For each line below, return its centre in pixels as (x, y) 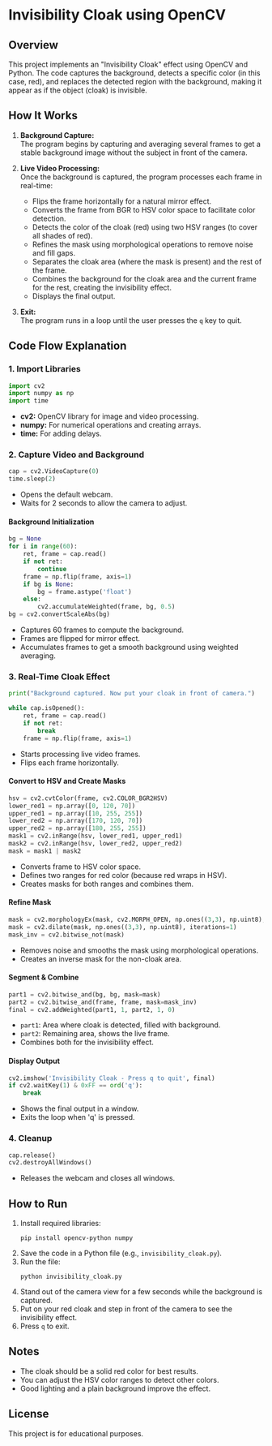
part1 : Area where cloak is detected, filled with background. (120, 1025)
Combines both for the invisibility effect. (87, 1042)
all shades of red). (62, 235)
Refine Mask (30, 902)
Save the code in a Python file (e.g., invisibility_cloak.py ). (121, 1253)
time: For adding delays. (61, 434)
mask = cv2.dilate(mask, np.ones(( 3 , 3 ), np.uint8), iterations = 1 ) (123, 927)
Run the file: (40, 1262)
